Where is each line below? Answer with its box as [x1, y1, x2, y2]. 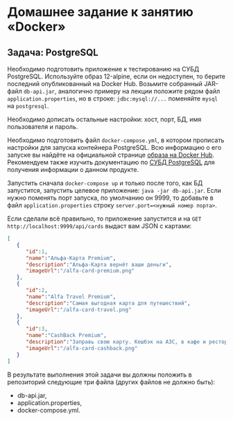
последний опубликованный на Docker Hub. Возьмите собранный [7, 80, 203, 87]
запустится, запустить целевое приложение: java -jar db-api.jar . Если [7, 187, 222, 194]
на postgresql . [7, 102, 49, 110]
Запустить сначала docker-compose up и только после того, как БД [7, 179, 203, 187]
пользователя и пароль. [7, 123, 78, 130]
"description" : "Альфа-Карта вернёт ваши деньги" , [25, 261, 172, 268]
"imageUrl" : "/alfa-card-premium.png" [25, 268, 135, 275]
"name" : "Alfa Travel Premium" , [25, 293, 116, 300]
